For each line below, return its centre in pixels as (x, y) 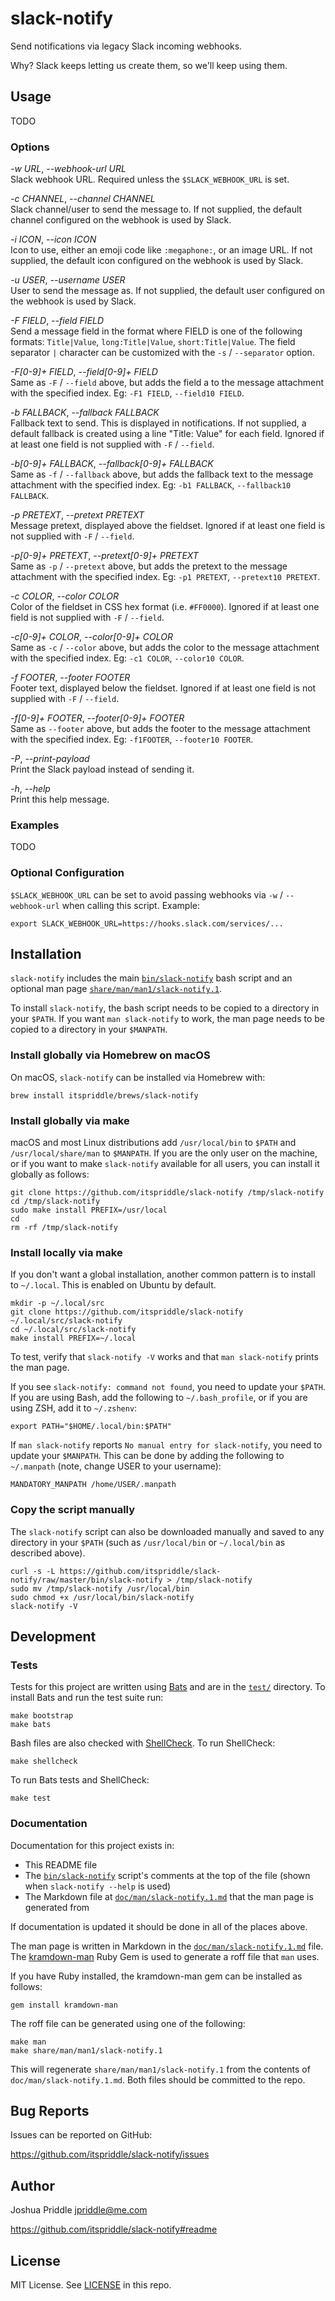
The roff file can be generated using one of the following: (128, 2023)
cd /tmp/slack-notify (55, 1202)
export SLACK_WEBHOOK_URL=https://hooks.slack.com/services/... (147, 923)
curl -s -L (33, 1571)
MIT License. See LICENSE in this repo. (91, 2285)
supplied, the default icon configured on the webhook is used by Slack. (157, 261)
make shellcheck (44, 1762)
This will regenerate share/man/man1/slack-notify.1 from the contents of (160, 2069)
